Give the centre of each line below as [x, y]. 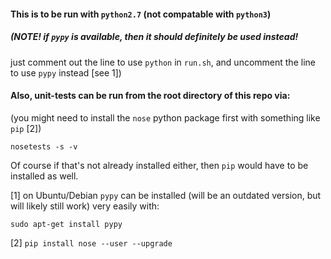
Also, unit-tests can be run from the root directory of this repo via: [150, 96]
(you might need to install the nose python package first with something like [165, 117]
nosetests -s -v [44, 146]
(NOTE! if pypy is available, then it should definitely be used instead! [154, 37]
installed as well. [44, 176]
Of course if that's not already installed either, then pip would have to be [159, 165]
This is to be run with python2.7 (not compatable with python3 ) [141, 14]
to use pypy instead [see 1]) [66, 72]
